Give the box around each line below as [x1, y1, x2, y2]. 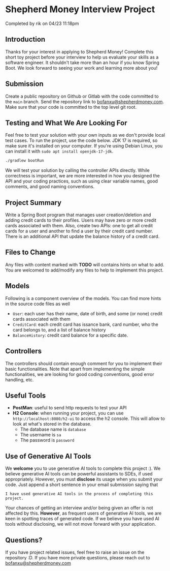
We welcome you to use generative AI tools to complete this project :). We [5, 465, 161, 471]
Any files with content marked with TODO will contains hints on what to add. [5, 261, 164, 267]
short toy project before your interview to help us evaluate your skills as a [5, 54, 159, 60]
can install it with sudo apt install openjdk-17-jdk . [5, 148, 114, 155]
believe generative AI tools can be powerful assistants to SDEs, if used [5, 471, 153, 477]
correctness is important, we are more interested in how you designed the [5, 173, 160, 179]
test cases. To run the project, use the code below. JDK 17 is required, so [5, 137, 158, 143]
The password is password [20, 437, 75, 443]
